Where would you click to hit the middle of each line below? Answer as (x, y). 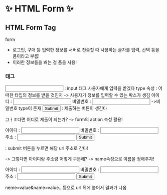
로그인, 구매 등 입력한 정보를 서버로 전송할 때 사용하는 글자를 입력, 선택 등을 (86, 50)
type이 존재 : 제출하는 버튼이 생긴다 (63, 108)
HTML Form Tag (31, 27)
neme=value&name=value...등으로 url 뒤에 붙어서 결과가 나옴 (66, 187)
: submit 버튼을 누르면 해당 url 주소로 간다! (47, 148)
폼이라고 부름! (26, 56)
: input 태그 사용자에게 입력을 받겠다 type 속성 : (111, 88)
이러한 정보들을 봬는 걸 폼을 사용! (44, 62)
